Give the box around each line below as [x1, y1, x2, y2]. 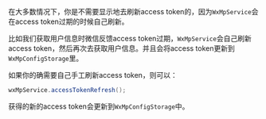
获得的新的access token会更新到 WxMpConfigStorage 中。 [8, 102, 190, 111]
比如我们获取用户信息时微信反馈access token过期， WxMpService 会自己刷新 [8, 34, 252, 43]
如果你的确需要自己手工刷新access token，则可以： [8, 71, 178, 79]
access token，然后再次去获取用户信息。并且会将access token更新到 [8, 44, 235, 53]
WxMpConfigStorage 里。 [8, 54, 84, 63]
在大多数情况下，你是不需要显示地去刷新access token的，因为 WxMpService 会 [8, 7, 259, 16]
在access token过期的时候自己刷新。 [8, 17, 129, 26]
